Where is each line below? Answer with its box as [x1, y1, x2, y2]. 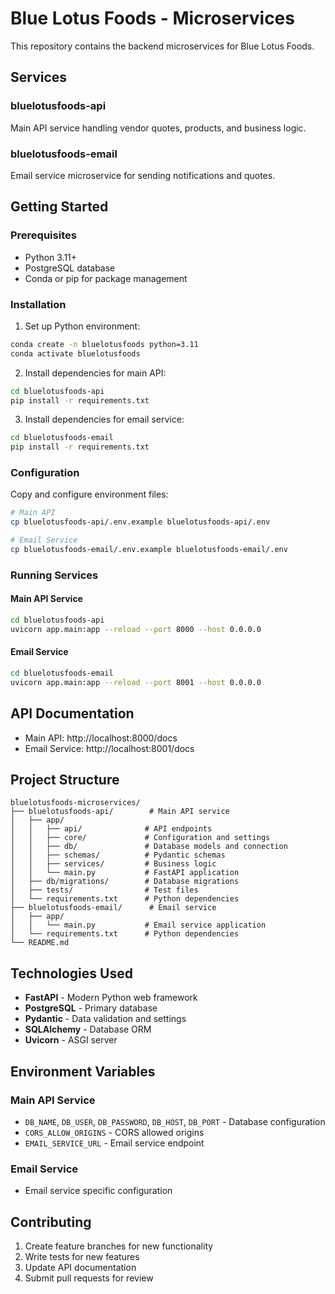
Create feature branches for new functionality [24, 1240, 214, 1252]
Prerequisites [10, 228, 77, 242]
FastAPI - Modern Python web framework [24, 992, 198, 1004]
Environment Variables [10, 1063, 156, 1080]
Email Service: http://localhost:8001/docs [24, 742, 195, 754]
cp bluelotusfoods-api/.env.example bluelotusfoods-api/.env [10, 517, 271, 527]
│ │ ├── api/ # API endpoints [10, 824, 213, 834]
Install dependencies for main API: [24, 367, 167, 379]
